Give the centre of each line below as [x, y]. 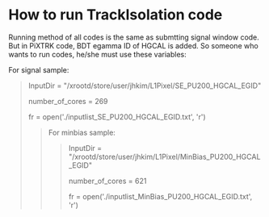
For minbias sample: [82, 132]
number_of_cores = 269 [68, 101]
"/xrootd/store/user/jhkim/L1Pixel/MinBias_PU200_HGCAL [164, 156]
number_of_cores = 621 [107, 181]
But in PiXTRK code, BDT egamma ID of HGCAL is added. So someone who [133, 45]
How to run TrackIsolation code [116, 15]
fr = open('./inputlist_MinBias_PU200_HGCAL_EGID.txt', [160, 196]
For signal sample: [39, 69]
